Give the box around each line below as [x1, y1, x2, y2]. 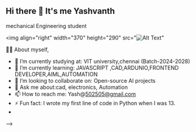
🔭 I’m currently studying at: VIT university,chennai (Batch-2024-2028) [14, 57, 191, 64]
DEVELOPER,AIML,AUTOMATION [14, 71, 98, 78]
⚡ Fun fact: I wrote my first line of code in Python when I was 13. [14, 99, 176, 106]
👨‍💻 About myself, [5, 46, 49, 53]
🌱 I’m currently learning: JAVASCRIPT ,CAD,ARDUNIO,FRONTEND [14, 64, 179, 71]
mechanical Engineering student [5, 22, 87, 29]
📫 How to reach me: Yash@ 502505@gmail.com [14, 90, 136, 97]
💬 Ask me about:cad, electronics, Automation [14, 83, 128, 91]
